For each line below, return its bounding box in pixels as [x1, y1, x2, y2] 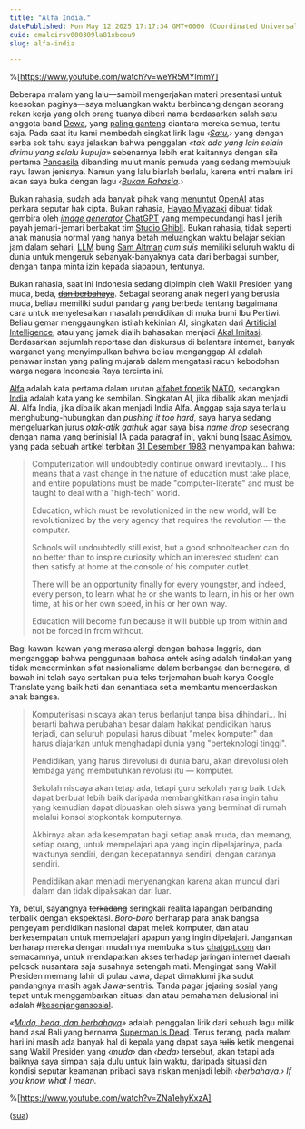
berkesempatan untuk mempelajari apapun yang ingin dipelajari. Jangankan [9, 932, 293, 943]
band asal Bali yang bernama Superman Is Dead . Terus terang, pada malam [9, 1027, 292, 1038]
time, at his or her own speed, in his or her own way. [31, 599, 228, 609]
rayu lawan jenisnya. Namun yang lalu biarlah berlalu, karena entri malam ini [9, 166, 293, 177]
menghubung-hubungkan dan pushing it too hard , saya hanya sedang [9, 412, 271, 423]
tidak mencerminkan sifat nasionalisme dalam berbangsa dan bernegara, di [9, 662, 291, 673]
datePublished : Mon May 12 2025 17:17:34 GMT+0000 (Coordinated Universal [9, 22, 299, 31]
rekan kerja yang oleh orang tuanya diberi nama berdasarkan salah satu [9, 108, 278, 119]
